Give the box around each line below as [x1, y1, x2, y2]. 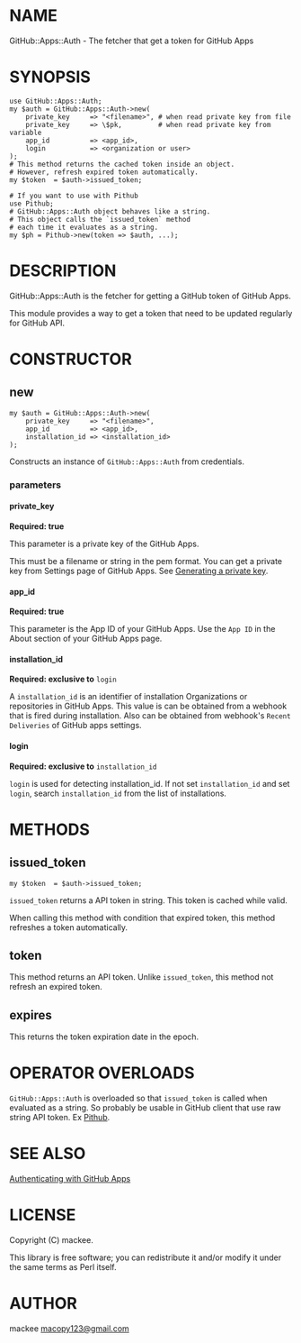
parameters [9, 479, 61, 491]
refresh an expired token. [9, 982, 103, 992]
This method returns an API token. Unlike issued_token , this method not [9, 972, 274, 982]
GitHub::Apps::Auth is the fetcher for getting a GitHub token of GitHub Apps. [9, 290, 292, 301]
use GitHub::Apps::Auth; [9, 96, 102, 105]
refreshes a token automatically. [9, 921, 128, 933]
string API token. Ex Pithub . [9, 1112, 111, 1123]
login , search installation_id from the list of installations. [9, 788, 227, 799]
